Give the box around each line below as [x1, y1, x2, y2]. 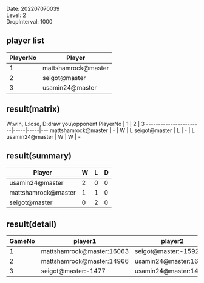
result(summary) [6, 151, 72, 161]
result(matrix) [6, 104, 60, 115]
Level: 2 [6, 12, 26, 19]
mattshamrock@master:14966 [41, 257, 129, 265]
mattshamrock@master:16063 [41, 247, 129, 256]
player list [6, 36, 44, 46]
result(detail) [6, 219, 57, 229]
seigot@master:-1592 [134, 247, 200, 256]
